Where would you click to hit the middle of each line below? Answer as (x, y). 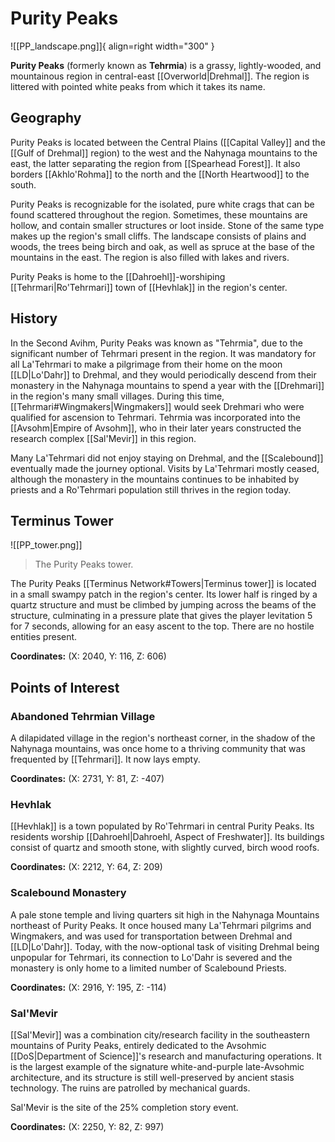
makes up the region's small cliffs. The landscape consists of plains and (158, 236)
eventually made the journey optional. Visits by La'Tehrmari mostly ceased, (165, 468)
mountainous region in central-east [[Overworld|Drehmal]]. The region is (160, 76)
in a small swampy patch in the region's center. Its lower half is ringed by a (164, 594)
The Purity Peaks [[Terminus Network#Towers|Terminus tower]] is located (163, 584)
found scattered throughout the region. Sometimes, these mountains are (159, 214)
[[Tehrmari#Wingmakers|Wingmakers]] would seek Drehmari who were (157, 406)
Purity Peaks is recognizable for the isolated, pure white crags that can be (162, 204)
